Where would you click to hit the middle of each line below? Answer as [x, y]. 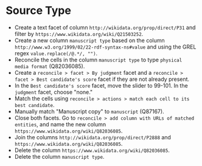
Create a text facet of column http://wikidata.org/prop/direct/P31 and [105, 27]
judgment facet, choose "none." [54, 92]
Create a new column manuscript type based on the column [89, 40]
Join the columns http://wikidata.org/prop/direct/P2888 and [93, 137]
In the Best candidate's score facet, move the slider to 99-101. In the [101, 85]
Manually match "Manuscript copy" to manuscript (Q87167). [89, 111]
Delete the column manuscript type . [59, 156]
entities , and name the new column [60, 124]
